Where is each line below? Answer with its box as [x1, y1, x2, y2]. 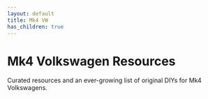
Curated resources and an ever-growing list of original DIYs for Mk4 [7, 76, 202, 84]
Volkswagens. [7, 84, 47, 92]
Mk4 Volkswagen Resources [7, 53, 176, 69]
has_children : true [7, 23, 64, 30]
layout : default [7, 10, 54, 17]
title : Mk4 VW [7, 17, 49, 24]
